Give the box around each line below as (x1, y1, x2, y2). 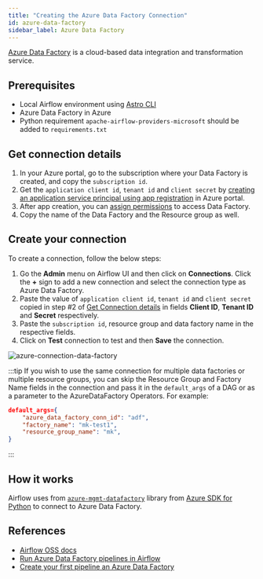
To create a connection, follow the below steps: (8, 253, 162, 263)
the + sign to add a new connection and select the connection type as (19, 277, 247, 287)
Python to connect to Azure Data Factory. (8, 502, 143, 511)
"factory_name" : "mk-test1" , (22, 421, 118, 429)
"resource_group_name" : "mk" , (22, 428, 122, 436)
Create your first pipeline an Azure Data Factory (19, 562, 175, 571)
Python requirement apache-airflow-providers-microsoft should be (19, 116, 239, 126)
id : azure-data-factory (8, 19, 86, 27)
